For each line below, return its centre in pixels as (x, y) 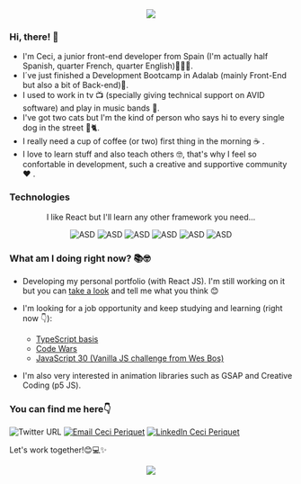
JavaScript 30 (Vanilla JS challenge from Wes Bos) (130, 358)
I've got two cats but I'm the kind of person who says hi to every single (153, 118)
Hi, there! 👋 (34, 37)
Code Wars (57, 348)
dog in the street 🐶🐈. (61, 128)
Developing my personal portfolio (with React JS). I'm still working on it (154, 281)
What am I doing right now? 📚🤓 (80, 258)
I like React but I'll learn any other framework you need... (151, 217)
